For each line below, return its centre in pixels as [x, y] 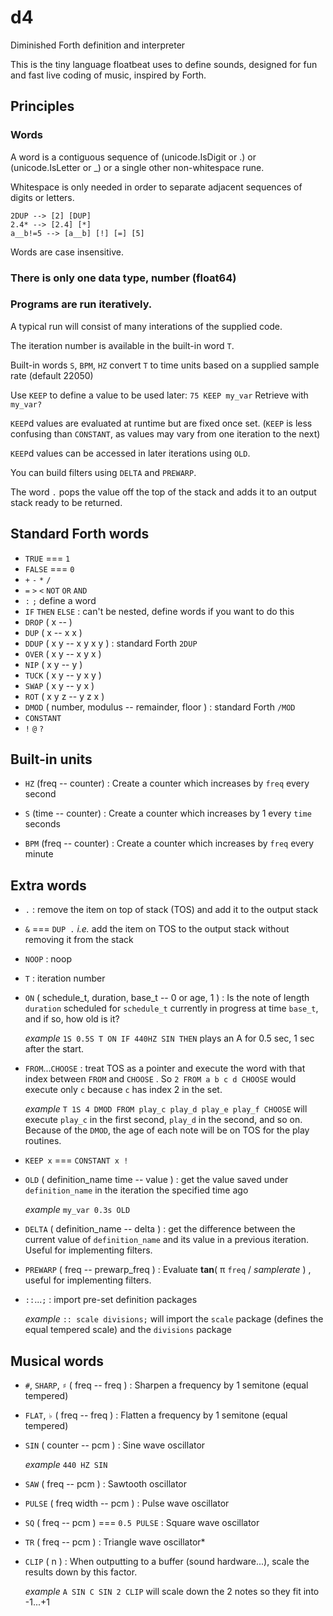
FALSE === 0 [49, 568]
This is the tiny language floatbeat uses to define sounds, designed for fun [164, 64]
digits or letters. [42, 197]
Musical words [57, 1361]
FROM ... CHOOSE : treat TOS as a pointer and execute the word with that [165, 1068]
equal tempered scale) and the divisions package [128, 1330]
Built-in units [51, 759]
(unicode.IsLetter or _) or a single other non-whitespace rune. [137, 167]
